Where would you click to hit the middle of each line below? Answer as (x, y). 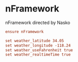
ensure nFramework (24, 31)
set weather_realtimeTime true (38, 55)
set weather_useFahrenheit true (39, 50)
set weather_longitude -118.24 (38, 45)
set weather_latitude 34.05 (35, 40)
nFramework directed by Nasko (38, 22)
